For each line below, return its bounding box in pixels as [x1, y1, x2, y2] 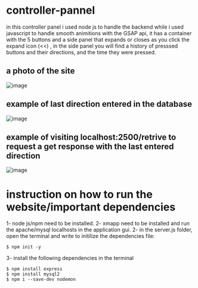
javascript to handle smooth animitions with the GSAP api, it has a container [6, 29, 192, 36]
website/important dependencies [6, 200, 176, 213]
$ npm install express [6, 266, 63, 272]
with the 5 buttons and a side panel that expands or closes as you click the [6, 36, 190, 43]
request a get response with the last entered [6, 141, 174, 151]
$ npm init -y [6, 244, 42, 250]
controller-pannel [6, 4, 95, 17]
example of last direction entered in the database [6, 99, 193, 109]
